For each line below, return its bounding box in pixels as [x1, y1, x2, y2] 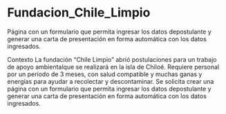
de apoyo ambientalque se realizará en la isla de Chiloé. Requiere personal [7, 62, 220, 71]
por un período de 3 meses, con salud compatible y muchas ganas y [7, 70, 203, 78]
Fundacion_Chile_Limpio [7, 5, 151, 21]
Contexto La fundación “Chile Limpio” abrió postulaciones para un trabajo [7, 55, 217, 63]
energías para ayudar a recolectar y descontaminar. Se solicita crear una [7, 77, 214, 85]
